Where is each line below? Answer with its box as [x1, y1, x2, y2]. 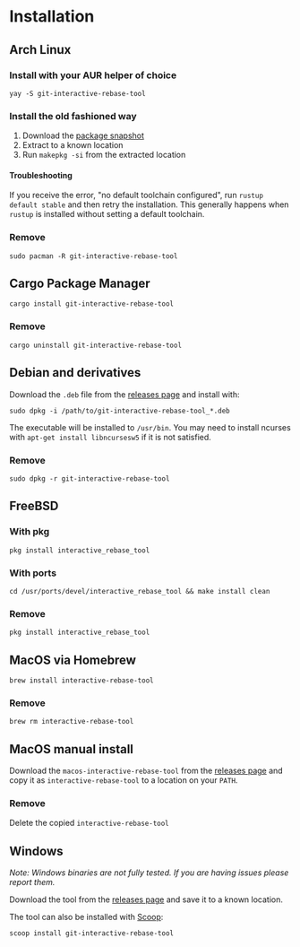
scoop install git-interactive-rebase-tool [9, 929, 175, 938]
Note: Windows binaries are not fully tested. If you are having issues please [9, 867, 289, 878]
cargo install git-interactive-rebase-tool [9, 300, 175, 308]
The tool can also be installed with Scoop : [9, 912, 164, 923]
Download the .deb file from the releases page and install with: [9, 388, 240, 400]
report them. [9, 877, 56, 888]
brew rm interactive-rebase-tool [9, 717, 134, 726]
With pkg [9, 526, 50, 538]
